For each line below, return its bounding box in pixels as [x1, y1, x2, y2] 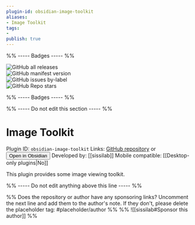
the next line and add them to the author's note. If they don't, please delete [6, 200, 188, 207]
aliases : [6, 14, 28, 20]
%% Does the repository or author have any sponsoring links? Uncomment [6, 193, 188, 200]
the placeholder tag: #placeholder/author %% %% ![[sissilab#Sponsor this [6, 206, 188, 213]
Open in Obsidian [9, 153, 47, 159]
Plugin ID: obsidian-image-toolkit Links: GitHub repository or [6, 145, 157, 152]
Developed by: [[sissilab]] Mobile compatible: [51, 151, 162, 159]
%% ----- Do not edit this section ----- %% [6, 105, 113, 112]
